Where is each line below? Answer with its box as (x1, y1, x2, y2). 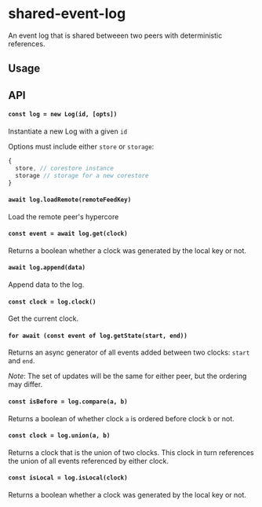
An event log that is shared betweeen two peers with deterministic (8, 31, 223, 40)
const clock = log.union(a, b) (8, 432, 111, 440)
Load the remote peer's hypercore (8, 211, 119, 221)
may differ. (8, 380, 43, 389)
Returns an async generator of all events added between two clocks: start (8, 347, 250, 358)
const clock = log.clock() (8, 298, 96, 306)
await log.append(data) (8, 264, 86, 272)
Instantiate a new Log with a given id (8, 127, 128, 136)
